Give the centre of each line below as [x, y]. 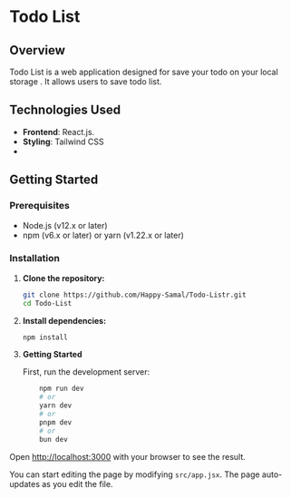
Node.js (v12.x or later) [65, 225]
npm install [45, 337]
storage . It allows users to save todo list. [86, 82]
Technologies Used [65, 110]
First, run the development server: [86, 372]
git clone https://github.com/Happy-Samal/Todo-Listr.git [134, 295]
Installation [35, 259]
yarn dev [56, 405]
